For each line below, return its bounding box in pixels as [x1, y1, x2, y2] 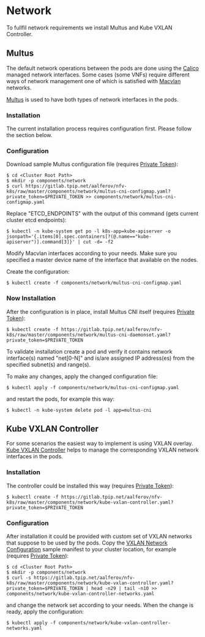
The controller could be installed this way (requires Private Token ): [6, 482, 174, 490]
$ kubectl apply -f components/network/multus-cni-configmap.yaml [6, 384, 179, 390]
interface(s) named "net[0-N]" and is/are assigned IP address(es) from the [6, 354, 195, 362]
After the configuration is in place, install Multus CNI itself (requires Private [6, 308, 195, 315]
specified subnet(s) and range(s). [6, 360, 91, 368]
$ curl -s [6, 575, 32, 581]
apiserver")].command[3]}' [6, 239, 75, 245]
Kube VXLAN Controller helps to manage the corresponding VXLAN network [6, 446, 199, 453]
